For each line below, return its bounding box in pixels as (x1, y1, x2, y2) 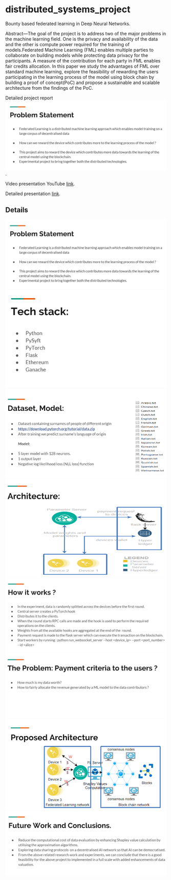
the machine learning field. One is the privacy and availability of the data (5, 36, 158, 42)
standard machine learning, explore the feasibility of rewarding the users (5, 68, 159, 75)
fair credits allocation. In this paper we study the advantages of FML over (5, 63, 160, 69)
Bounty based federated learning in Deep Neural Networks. (5, 20, 131, 27)
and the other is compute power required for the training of (5, 41, 130, 47)
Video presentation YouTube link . (5, 181, 75, 187)
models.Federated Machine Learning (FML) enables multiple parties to (5, 47, 154, 53)
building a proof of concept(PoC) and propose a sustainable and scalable (5, 79, 160, 86)
